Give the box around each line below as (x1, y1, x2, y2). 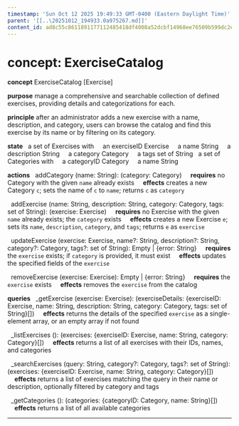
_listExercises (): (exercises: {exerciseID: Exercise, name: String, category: (10, 331, 229, 339)
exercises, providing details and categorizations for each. (7, 99, 176, 108)
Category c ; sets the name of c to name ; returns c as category (7, 186, 185, 194)
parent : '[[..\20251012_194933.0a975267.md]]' (7, 17, 148, 24)
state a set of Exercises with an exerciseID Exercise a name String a (7, 142, 231, 150)
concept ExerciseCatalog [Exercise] (7, 78, 113, 86)
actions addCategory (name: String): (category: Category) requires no (7, 171, 225, 180)
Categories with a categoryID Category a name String (7, 157, 179, 166)
